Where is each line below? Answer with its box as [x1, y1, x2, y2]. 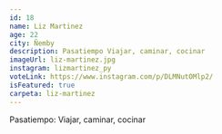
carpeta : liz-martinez [9, 89, 96, 98]
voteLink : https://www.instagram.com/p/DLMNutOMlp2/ [9, 72, 214, 81]
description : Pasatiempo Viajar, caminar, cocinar [9, 47, 206, 56]
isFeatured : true [9, 81, 76, 90]
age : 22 [9, 30, 39, 39]
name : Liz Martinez [9, 22, 84, 31]
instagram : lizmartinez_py [9, 64, 112, 73]
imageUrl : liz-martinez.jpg [9, 55, 116, 64]
